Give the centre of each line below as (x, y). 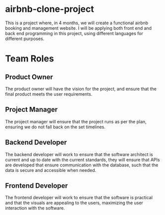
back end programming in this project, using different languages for (74, 33)
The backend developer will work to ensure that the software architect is (79, 154)
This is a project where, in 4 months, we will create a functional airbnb (77, 23)
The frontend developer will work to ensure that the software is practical (79, 198)
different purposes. (25, 39)
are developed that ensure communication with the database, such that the (82, 165)
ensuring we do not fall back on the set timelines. (55, 127)
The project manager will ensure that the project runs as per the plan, (76, 121)
